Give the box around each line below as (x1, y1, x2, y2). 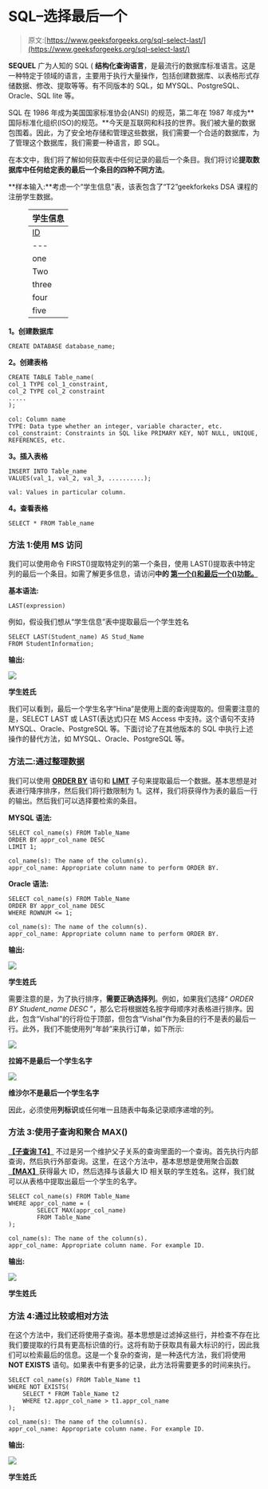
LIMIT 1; (8, 843, 37, 851)
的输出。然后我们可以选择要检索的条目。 (8, 795, 141, 805)
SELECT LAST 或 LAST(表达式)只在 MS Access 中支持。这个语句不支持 (22, 714, 255, 724)
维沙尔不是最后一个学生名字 (8, 1087, 100, 1097)
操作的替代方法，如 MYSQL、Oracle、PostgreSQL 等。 (8, 734, 189, 744)
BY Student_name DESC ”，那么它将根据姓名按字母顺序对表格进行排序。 (8, 1003, 247, 1013)
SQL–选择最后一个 (8, 7, 128, 26)
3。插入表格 (8, 451, 49, 461)
